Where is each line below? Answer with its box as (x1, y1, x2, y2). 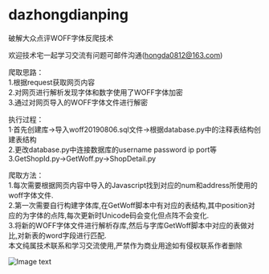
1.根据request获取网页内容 (8, 77, 95, 87)
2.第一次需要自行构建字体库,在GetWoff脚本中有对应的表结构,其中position (8, 200, 249, 210)
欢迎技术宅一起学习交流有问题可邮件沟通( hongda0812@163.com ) (8, 50, 223, 59)
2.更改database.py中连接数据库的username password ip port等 (8, 145, 218, 154)
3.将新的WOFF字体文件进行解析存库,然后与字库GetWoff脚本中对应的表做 (8, 220, 247, 230)
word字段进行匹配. (45, 231, 107, 240)
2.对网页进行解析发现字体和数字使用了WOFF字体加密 (8, 87, 183, 97)
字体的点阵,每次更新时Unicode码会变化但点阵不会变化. (29, 211, 210, 220)
